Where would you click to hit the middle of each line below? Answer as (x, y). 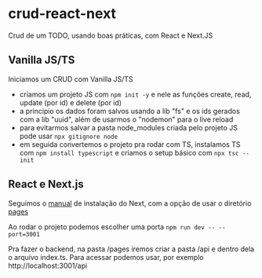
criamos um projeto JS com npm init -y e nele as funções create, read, (135, 94)
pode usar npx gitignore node (69, 136)
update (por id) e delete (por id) (71, 102)
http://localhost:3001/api (48, 265)
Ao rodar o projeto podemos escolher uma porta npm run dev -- (112, 227)
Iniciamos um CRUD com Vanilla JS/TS (71, 79)
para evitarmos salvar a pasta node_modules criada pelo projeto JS (128, 127)
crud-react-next (62, 14)
